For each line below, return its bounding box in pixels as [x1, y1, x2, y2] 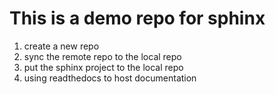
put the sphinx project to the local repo [23, 61, 184, 73]
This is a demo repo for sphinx [9, 7, 266, 30]
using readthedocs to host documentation [23, 72, 197, 84]
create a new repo [23, 40, 100, 52]
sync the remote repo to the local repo [23, 50, 182, 62]
